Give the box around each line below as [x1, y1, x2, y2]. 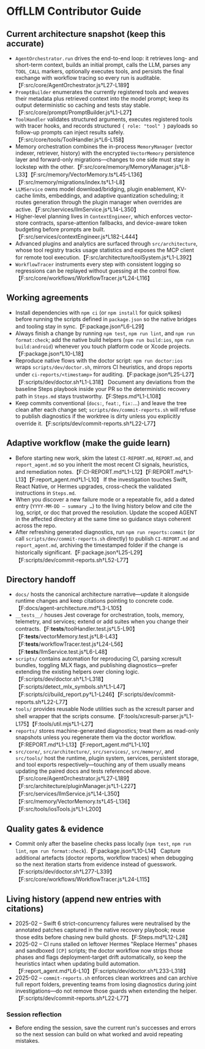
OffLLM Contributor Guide [6, 4, 142, 18]
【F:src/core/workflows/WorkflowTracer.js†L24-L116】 [15, 274, 153, 282]
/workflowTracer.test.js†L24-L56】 [39, 640, 127, 648]
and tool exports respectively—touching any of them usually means [15, 761, 185, 768]
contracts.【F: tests [15, 625, 64, 633]
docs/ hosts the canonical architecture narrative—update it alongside [15, 590, 190, 598]
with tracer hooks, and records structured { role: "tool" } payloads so [15, 122, 198, 130]
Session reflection [6, 1010, 62, 1018]
